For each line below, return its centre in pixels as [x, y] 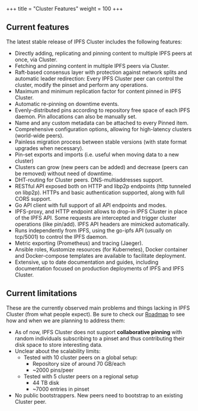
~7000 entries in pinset [61, 389]
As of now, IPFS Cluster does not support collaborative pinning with [98, 332]
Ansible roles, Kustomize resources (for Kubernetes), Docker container [101, 249]
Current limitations [41, 293]
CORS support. [33, 198]
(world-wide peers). [39, 135]
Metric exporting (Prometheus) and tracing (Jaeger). [79, 243]
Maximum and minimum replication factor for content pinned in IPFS [98, 91]
